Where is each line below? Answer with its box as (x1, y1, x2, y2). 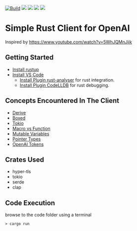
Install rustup (12, 66, 39, 72)
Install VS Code (12, 72, 44, 78)
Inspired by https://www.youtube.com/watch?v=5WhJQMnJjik (5, 39, 132, 45)
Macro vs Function (12, 125, 50, 131)
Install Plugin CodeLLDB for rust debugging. (19, 82, 110, 88)
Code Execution (5, 198, 55, 207)
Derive (12, 109, 26, 116)
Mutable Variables (12, 131, 49, 137)
